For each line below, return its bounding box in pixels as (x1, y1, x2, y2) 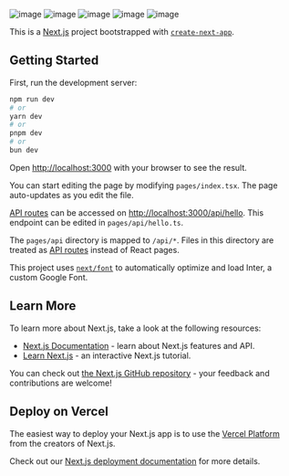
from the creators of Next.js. (9, 438, 116, 449)
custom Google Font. (9, 271, 88, 282)
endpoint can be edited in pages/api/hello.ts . (9, 217, 184, 227)
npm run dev (9, 94, 55, 104)
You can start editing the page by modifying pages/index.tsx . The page (9, 179, 278, 191)
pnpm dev (9, 129, 43, 138)
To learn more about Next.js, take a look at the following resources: (9, 323, 262, 333)
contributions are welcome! (9, 377, 112, 388)
